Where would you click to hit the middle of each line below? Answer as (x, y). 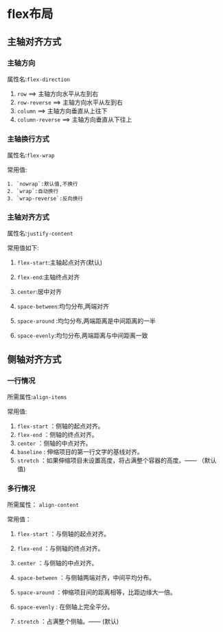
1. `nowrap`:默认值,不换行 (43, 184)
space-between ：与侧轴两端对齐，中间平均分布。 (86, 578)
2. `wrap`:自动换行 (33, 192)
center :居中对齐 (39, 292)
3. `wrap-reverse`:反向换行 (45, 199)
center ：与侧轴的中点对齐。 (57, 563)
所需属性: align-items (37, 397)
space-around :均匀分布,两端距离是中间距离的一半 (86, 321)
